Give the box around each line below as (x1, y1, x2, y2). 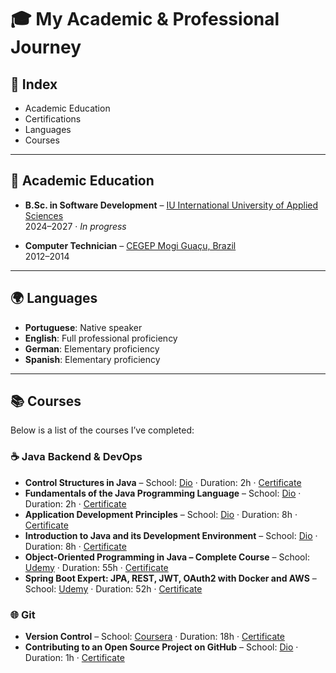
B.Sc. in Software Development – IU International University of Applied (24, 199, 319, 211)
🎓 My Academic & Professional (10, 8, 280, 31)
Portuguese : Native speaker (24, 321, 143, 333)
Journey (10, 36, 82, 59)
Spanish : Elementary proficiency (24, 353, 161, 365)
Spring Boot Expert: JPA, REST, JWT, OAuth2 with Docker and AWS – (24, 572, 317, 584)
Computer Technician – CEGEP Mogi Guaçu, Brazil (24, 239, 237, 251)
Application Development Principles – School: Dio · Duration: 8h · (24, 508, 298, 520)
